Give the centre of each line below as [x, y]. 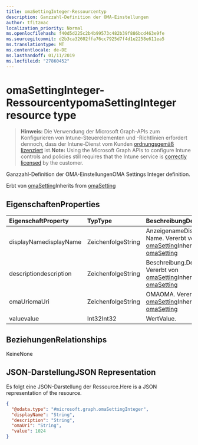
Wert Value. [161, 319]
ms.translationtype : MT [35, 45]
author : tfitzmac [27, 22]
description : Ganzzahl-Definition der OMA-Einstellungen [77, 17]
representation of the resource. [44, 392]
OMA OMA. [161, 295]
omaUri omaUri [29, 302]
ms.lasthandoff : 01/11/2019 [41, 55]
